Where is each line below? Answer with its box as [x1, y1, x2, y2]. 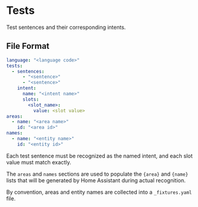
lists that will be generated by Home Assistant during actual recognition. [6, 176, 186, 184]
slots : [22, 96, 39, 103]
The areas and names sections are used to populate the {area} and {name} [6, 170, 189, 177]
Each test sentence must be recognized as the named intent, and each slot [6, 152, 193, 159]
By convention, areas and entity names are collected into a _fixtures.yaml [6, 188, 192, 196]
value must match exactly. [6, 158, 71, 166]
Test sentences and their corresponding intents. [6, 24, 126, 31]
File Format [6, 41, 50, 51]
